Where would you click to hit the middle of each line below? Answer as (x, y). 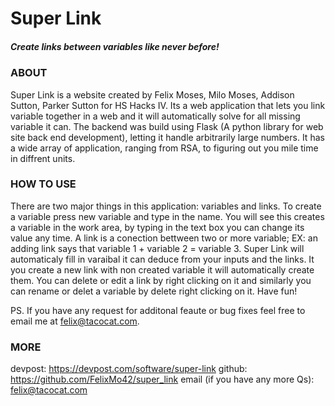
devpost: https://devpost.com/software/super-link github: (129, 369)
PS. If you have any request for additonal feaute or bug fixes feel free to (158, 310)
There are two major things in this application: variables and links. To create (166, 206)
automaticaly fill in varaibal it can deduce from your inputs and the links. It (162, 259)
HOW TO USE (43, 184)
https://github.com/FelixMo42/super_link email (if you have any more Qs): (162, 379)
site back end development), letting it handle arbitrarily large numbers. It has (167, 137)
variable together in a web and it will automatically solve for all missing (155, 116)
